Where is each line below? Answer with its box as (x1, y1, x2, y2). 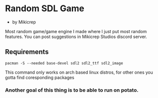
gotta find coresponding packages (5, 74, 75, 80)
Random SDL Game (5, 3, 84, 14)
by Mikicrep (12, 19, 36, 25)
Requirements (5, 48, 49, 56)
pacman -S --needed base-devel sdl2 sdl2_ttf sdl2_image (5, 60, 123, 66)
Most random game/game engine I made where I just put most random (5, 28, 147, 34)
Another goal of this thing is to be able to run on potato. (5, 86, 139, 93)
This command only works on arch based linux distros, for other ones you (5, 69, 154, 75)
